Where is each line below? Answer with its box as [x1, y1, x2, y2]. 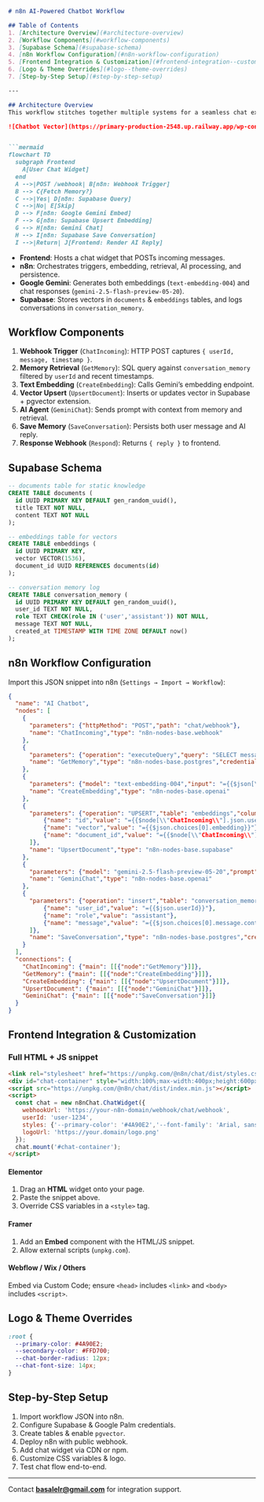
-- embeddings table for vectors [8, 533, 118, 541]
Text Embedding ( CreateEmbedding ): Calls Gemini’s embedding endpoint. [19, 380, 255, 389]
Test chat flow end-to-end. [19, 1462, 108, 1471]
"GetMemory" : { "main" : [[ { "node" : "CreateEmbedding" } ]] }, [22, 970, 213, 978]
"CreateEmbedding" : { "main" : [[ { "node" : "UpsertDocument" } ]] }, [22, 977, 230, 986]
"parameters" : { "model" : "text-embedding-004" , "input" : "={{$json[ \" [28, 780, 262, 788]
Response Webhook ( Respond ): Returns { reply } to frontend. [19, 439, 222, 448]
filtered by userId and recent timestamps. [19, 372, 155, 381]
